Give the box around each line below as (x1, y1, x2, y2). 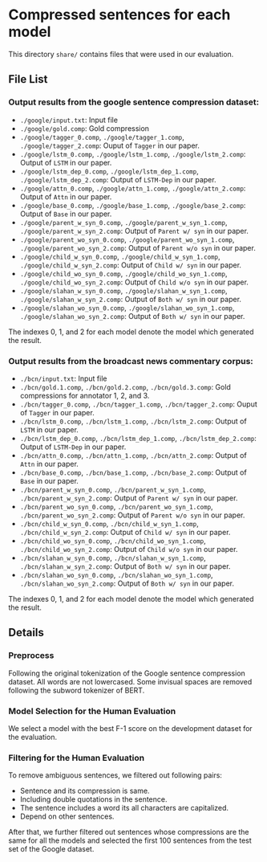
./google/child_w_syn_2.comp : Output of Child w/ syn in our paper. (19, 259, 242, 270)
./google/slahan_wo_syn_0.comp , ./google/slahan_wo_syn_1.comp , (19, 303, 235, 313)
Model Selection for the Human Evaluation (8, 705, 176, 717)
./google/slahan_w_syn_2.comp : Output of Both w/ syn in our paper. (19, 294, 242, 304)
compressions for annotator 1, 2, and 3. (19, 390, 150, 400)
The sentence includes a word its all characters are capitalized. (19, 803, 229, 813)
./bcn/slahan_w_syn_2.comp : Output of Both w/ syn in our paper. (19, 561, 231, 571)
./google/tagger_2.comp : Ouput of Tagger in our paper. (19, 141, 200, 150)
